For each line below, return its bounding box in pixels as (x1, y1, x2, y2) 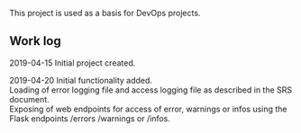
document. (9, 93, 50, 104)
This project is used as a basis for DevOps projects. (9, 8, 201, 18)
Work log (9, 33, 61, 49)
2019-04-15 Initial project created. (9, 58, 136, 68)
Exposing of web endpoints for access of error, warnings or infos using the (9, 103, 287, 114)
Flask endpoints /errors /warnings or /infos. (9, 112, 171, 124)
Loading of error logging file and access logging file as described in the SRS (9, 84, 293, 95)
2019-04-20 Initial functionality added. (9, 75, 153, 85)
